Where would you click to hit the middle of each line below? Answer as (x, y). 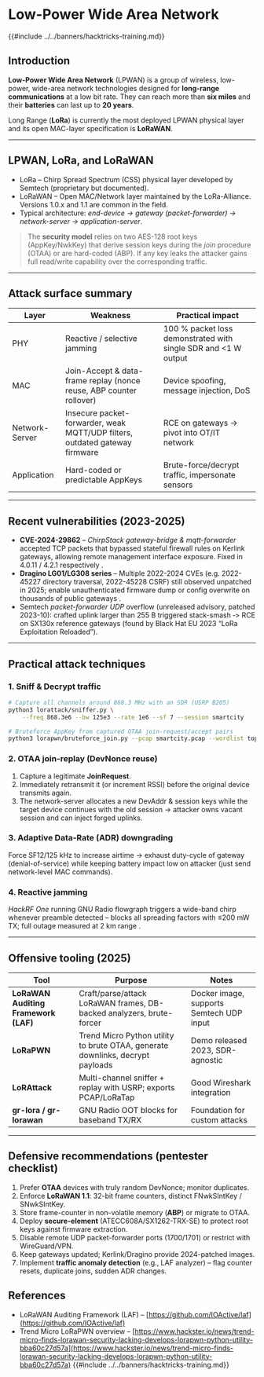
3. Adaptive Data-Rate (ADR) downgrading (91, 838)
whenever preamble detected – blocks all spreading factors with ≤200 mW (129, 917)
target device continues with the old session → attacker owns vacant (131, 809)
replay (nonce (115, 381)
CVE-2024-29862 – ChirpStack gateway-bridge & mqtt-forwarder (128, 540)
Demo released (219, 1040)
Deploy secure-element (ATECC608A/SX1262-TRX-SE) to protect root (134, 1221)
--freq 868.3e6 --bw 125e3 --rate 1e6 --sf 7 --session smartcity (133, 717)
